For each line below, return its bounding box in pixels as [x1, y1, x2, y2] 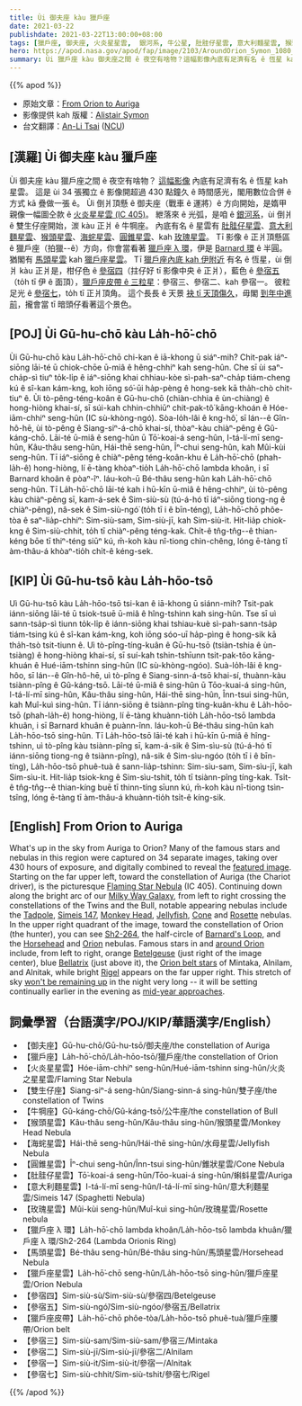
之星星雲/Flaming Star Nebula [22, 1074, 133, 1085]
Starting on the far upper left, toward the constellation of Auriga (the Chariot [9, 872, 291, 882]
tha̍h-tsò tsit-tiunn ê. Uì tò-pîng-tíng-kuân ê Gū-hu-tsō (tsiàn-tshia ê [9, 640, 262, 650]
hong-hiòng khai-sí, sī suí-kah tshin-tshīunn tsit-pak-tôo [43, 649, 252, 661]
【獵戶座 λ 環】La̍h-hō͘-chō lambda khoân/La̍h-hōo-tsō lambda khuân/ [22, 1224, 285, 1235]
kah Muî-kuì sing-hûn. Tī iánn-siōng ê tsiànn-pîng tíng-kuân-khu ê [9, 699, 256, 711]
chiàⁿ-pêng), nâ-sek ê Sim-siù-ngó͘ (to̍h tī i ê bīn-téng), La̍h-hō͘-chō [9, 504, 259, 515]
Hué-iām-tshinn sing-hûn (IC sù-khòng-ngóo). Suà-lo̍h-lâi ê [40, 660, 263, 671]
